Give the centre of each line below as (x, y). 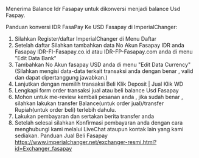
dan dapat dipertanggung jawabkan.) (61, 77)
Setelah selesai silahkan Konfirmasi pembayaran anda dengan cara (99, 123)
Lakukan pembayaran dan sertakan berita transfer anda (84, 116)
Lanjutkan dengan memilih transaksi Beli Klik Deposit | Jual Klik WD (99, 84)
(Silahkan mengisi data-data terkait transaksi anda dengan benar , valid (104, 71)
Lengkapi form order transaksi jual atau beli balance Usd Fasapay (96, 90)
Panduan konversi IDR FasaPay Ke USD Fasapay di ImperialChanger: (92, 27)
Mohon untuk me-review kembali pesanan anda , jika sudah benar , (99, 97)
